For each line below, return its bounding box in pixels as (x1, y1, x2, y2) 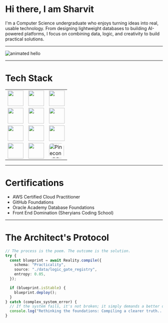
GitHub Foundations (12, 199, 54, 205)
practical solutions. (5, 36, 44, 42)
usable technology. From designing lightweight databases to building (5, 25, 147, 31)
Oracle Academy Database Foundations (12, 204, 95, 210)
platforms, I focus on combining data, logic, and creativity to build (24, 30, 160, 36)
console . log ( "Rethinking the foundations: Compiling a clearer (9, 308, 144, 313)
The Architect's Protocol (5, 232, 109, 243)
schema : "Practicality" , (14, 262, 66, 267)
